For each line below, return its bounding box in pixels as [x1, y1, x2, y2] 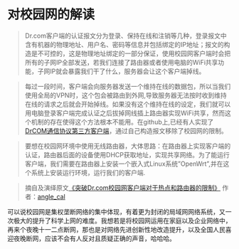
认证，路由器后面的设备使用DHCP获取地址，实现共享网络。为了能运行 [24, 150, 230, 159]
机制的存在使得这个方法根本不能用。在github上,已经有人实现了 [31, 117, 214, 126]
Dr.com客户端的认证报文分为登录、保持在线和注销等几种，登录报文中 [24, 31, 227, 40]
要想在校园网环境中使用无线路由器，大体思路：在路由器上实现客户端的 [24, 142, 231, 150]
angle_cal [37, 192, 65, 201]
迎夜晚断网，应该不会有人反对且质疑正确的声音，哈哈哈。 [7, 234, 176, 243]
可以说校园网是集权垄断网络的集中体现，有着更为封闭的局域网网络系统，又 [7, 207, 225, 216]
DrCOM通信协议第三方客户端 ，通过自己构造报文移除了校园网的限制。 [24, 126, 228, 135]
